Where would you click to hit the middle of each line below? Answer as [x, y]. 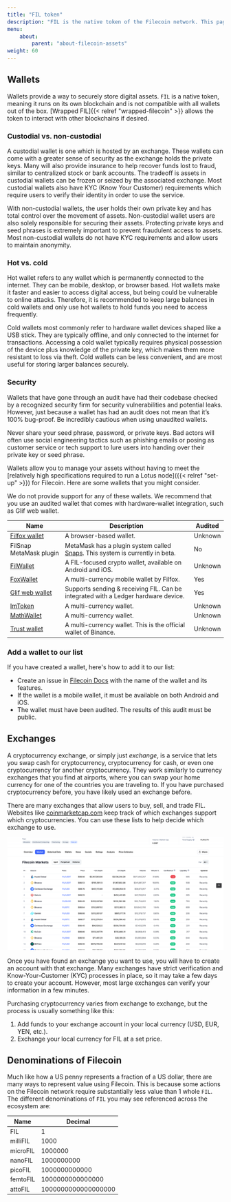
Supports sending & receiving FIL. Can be [123, 589]
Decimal [78, 1121]
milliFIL [20, 1141]
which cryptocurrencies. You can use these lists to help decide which [106, 819]
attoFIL [20, 1189]
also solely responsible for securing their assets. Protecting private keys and [115, 223]
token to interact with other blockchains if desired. [78, 118]
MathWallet [26, 615]
